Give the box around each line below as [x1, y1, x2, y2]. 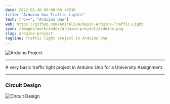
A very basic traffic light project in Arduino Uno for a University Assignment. [5, 64, 163, 70]
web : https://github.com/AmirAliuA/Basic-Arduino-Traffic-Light [5, 21, 144, 27]
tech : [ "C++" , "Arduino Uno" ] [5, 17, 69, 22]
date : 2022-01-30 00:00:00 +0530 [5, 7, 76, 13]
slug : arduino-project [5, 31, 53, 36]
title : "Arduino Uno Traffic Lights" [5, 12, 85, 17]
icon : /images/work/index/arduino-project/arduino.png [5, 26, 123, 31]
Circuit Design [5, 82, 41, 89]
